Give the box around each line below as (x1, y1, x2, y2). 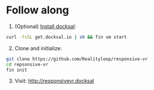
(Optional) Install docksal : (14, 23, 77, 30)
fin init (6, 67, 28, 73)
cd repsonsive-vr (6, 61, 49, 67)
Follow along (6, 4, 69, 17)
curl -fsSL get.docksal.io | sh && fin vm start (6, 34, 127, 40)
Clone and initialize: (14, 44, 63, 51)
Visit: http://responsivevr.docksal (14, 77, 94, 85)
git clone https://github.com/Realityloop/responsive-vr (6, 56, 148, 62)
